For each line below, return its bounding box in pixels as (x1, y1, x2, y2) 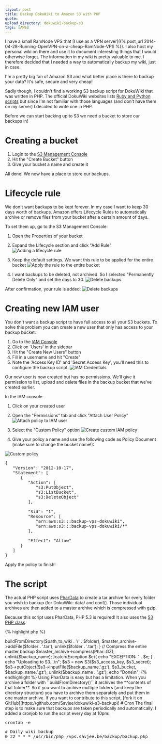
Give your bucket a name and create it (12, 162, 88, 167)
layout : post (5, 7, 31, 12)
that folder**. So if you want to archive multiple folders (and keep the (5, 684, 142, 690)
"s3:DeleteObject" (35, 494, 79, 500)
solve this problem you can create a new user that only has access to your (5, 324, 153, 330)
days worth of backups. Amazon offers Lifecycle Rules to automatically (5, 209, 147, 215)
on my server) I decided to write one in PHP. (5, 104, 93, 110)
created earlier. (5, 384, 35, 390)
